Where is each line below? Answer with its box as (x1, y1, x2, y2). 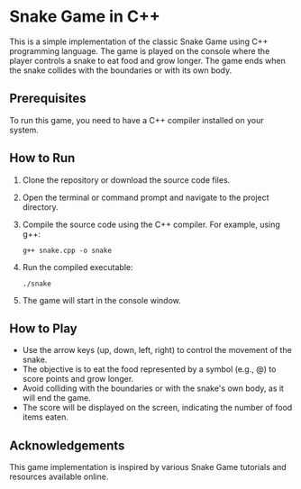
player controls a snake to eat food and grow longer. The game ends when (9, 55, 286, 66)
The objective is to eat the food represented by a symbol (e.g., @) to (22, 364, 277, 375)
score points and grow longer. (22, 374, 134, 385)
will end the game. (22, 393, 92, 403)
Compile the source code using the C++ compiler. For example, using (22, 219, 281, 230)
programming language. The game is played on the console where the (9, 45, 270, 56)
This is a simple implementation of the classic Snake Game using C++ (9, 36, 269, 47)
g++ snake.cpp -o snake (22, 246, 113, 255)
